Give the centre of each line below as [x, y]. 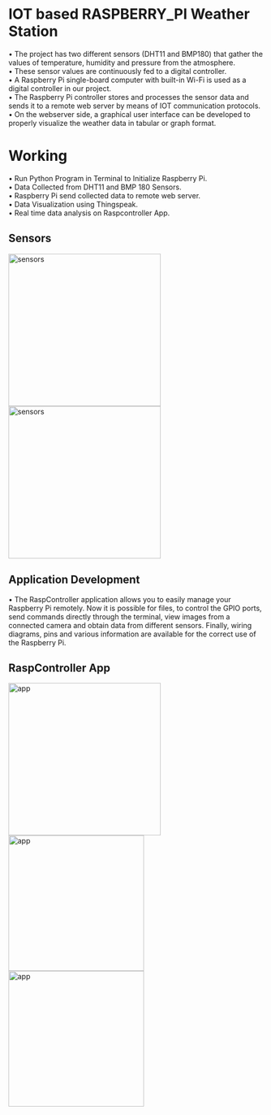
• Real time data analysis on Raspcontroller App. [89, 213]
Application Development [74, 580]
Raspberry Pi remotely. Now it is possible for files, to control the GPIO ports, [135, 608]
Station [33, 31]
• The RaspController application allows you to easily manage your [120, 599]
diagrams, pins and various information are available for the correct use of [133, 634]
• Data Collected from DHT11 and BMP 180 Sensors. [95, 187]
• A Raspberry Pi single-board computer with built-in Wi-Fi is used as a [127, 80]
